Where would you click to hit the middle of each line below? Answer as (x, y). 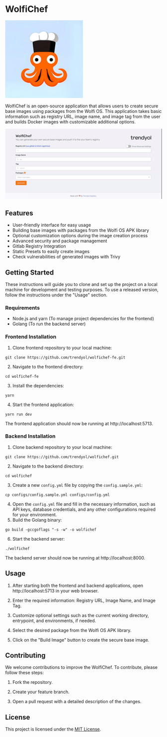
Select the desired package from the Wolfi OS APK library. (72, 630)
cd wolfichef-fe (22, 376)
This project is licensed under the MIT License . (53, 729)
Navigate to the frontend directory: (48, 367)
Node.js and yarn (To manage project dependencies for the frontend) (83, 319)
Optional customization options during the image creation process (80, 236)
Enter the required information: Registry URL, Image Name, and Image (84, 600)
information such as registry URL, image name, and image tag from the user (83, 116)
